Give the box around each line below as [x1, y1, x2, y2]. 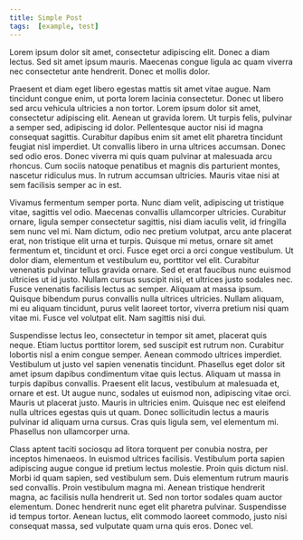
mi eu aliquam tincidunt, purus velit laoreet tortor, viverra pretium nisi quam [9, 302, 289, 313]
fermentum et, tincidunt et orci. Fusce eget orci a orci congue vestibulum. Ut [9, 245, 294, 256]
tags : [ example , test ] [9, 22, 99, 31]
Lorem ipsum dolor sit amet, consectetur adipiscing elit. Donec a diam [9, 46, 270, 57]
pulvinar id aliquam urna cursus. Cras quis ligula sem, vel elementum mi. [9, 416, 279, 427]
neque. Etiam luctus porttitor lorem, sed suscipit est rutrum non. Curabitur [9, 339, 285, 350]
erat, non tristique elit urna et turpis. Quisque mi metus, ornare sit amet [9, 235, 274, 246]
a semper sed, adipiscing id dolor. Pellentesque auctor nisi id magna [9, 121, 264, 132]
